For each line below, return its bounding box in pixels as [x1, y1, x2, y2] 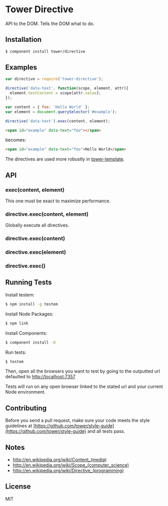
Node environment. [5, 389, 46, 395]
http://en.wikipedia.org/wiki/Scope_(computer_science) [12, 462, 129, 468]
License [5, 482, 31, 491]
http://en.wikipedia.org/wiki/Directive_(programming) [12, 468, 124, 473]
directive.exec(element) [5, 249, 66, 256]
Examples [5, 63, 37, 72]
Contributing [5, 404, 47, 412]
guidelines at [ [5, 423, 36, 429]
